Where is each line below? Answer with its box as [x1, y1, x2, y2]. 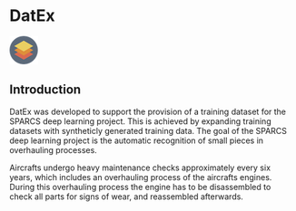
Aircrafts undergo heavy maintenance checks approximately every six [9, 162, 271, 173]
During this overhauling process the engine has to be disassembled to [9, 181, 271, 192]
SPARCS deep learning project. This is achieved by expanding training [9, 115, 271, 127]
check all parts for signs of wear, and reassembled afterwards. [9, 191, 243, 202]
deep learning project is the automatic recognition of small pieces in [9, 135, 264, 146]
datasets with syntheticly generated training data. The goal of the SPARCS [9, 125, 288, 136]
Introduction [9, 82, 82, 98]
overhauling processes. [9, 144, 97, 155]
